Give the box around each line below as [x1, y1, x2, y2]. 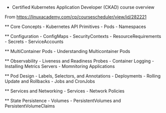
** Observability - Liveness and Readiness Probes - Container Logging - [5, 58, 154, 64]
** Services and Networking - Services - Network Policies [5, 88, 125, 94]
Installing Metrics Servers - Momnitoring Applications [5, 63, 115, 69]
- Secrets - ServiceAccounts [5, 38, 64, 44]
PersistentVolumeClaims [5, 103, 55, 109]
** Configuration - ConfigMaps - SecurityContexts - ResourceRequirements [5, 33, 161, 39]
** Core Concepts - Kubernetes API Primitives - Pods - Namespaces [5, 23, 146, 29]
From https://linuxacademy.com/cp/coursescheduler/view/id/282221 [5, 14, 147, 19]
